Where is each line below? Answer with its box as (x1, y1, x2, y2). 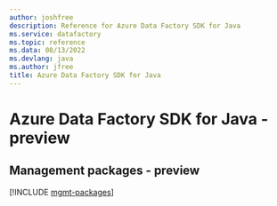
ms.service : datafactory (9, 29, 102, 38)
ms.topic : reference (9, 37, 86, 47)
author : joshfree (9, 12, 74, 22)
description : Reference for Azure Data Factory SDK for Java (9, 21, 241, 30)
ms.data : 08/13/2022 (9, 46, 86, 55)
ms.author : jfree (9, 63, 74, 72)
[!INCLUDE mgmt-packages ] (9, 186, 114, 197)
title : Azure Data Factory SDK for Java (9, 71, 162, 80)
